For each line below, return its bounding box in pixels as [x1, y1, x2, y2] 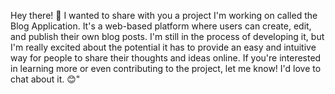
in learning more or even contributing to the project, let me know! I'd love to [10, 63, 322, 74]
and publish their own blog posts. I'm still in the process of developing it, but [10, 31, 325, 42]
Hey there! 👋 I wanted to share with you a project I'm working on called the [10, 10, 318, 21]
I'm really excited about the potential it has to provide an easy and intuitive [10, 41, 317, 53]
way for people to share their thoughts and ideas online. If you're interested [10, 52, 322, 64]
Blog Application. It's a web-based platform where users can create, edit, [10, 20, 312, 32]
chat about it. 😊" [10, 73, 81, 85]
